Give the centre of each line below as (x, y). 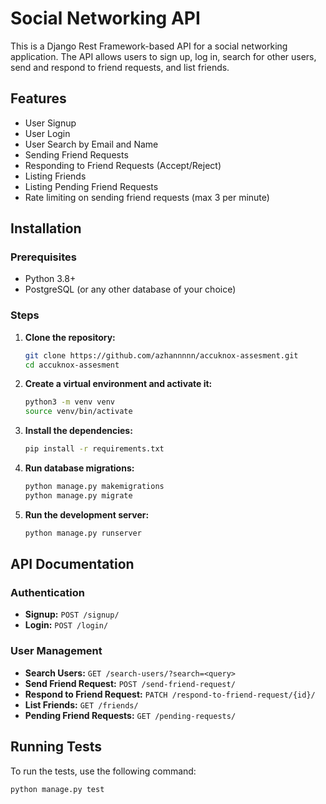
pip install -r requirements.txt (94, 449)
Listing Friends (55, 176)
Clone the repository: (70, 337)
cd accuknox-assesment (72, 365)
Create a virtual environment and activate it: (118, 384)
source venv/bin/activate (78, 412)
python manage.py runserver (83, 533)
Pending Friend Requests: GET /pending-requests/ (130, 715)
